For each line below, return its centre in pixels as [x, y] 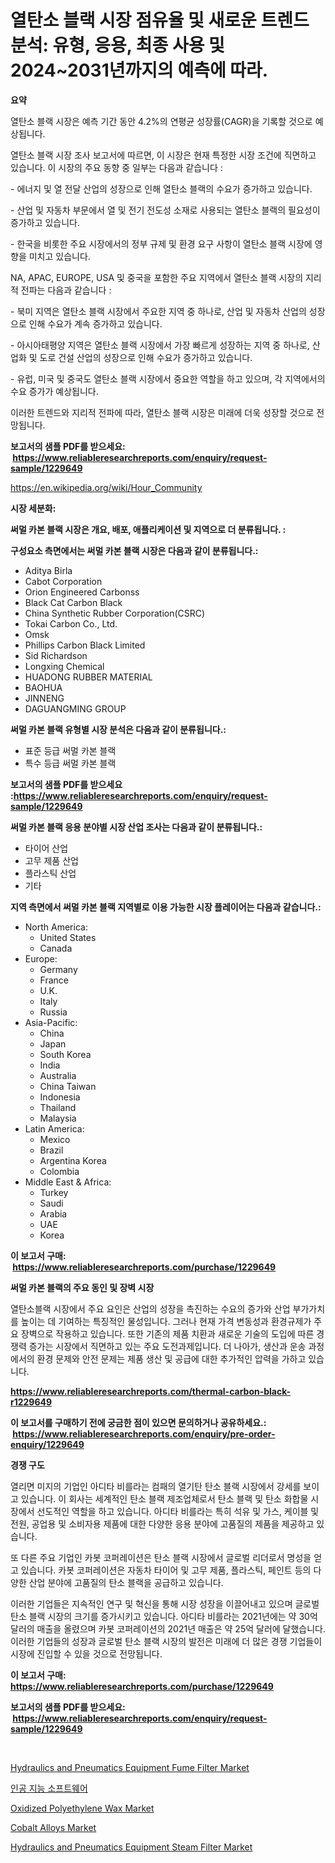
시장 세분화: [33, 508]
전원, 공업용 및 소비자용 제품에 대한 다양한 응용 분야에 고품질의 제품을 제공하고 [162, 1523]
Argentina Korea [73, 1160]
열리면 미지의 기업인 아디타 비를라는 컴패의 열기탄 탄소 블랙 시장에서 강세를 [156, 1486]
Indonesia [60, 1097]
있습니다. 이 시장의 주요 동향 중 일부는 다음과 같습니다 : [116, 167]
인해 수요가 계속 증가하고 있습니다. [95, 323]
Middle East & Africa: [68, 1182]
